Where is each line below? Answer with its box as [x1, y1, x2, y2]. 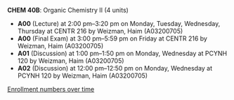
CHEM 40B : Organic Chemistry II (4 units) [7, 6, 129, 14]
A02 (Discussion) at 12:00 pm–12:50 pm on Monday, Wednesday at [17, 64, 213, 72]
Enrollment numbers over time [7, 85, 95, 93]
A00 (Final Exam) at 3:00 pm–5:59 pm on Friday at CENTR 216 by [17, 34, 207, 43]
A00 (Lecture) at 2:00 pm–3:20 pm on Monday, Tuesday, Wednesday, [17, 20, 221, 27]
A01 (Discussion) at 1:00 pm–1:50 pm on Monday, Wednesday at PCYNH [17, 49, 227, 57]
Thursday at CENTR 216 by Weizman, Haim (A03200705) [17, 27, 183, 35]
